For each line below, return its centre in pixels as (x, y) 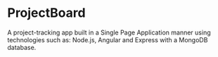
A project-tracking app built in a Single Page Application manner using (109, 32)
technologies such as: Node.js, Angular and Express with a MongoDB (108, 39)
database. (22, 47)
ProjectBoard (46, 13)
